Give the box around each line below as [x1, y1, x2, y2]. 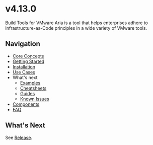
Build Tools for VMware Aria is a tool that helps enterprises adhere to [5, 20, 148, 26]
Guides [20, 90, 35, 96]
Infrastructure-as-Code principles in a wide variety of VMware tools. [5, 25, 147, 31]
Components [12, 101, 40, 107]
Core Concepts [12, 53, 44, 59]
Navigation [5, 40, 40, 48]
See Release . [5, 134, 33, 140]
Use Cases [12, 69, 35, 75]
